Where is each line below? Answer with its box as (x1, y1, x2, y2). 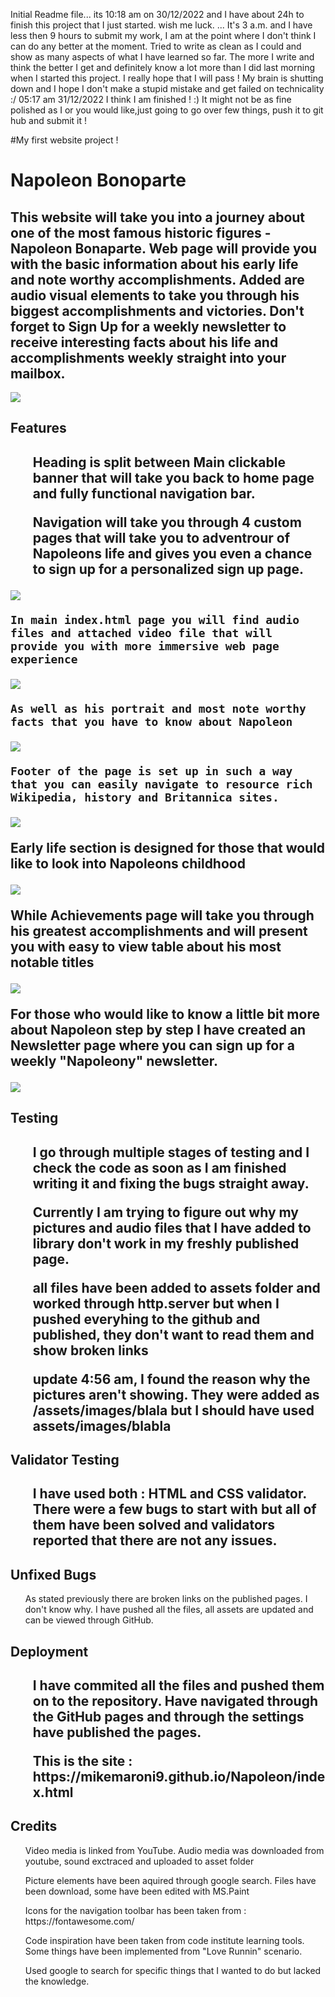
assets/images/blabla (32, 1417, 172, 1434)
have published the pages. (32, 1724, 202, 1741)
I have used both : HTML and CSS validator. (32, 1485, 307, 1503)
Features (10, 420, 67, 437)
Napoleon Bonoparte (10, 169, 187, 192)
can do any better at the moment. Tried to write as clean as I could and (10, 40, 302, 52)
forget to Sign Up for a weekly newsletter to (10, 318, 287, 335)
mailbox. (10, 365, 66, 382)
